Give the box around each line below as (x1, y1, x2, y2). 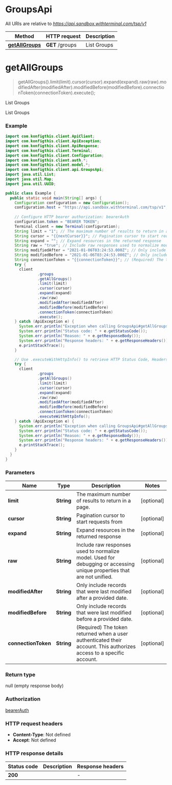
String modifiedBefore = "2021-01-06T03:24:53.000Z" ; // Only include (14, 252, 168, 258)
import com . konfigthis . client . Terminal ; (5, 148, 93, 153)
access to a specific (76, 649, 124, 657)
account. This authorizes (76, 643, 136, 650)
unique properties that (76, 567, 130, 574)
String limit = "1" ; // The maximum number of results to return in (14, 229, 164, 234)
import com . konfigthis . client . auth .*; (5, 158, 88, 163)
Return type (5, 671, 36, 679)
